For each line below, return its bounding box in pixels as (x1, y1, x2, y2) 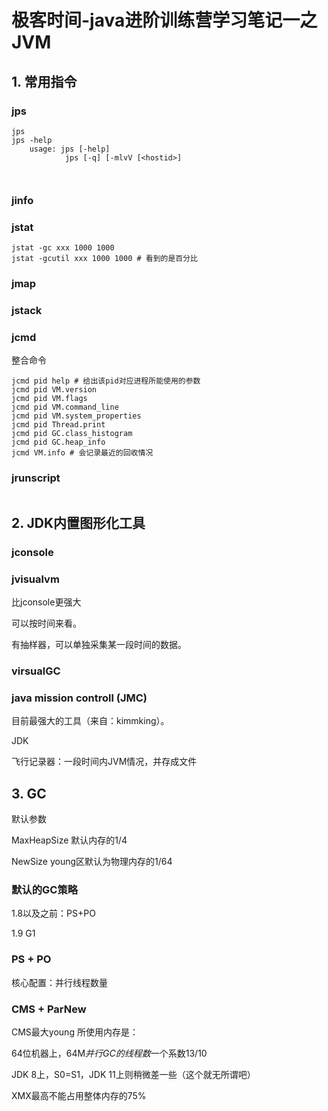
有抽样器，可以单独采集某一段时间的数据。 (11, 639, 187, 651)
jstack (11, 303, 43, 317)
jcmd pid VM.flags (11, 394, 88, 404)
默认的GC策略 (11, 883, 79, 897)
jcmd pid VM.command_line (11, 402, 119, 413)
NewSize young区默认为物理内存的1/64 (11, 856, 173, 868)
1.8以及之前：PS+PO (11, 907, 96, 920)
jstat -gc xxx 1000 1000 (11, 243, 115, 253)
